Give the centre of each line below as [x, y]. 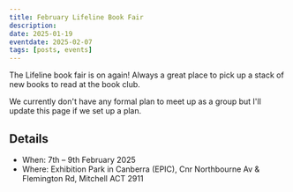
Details [29, 139]
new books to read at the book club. [75, 85]
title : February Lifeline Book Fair [76, 17]
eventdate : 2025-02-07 [51, 42]
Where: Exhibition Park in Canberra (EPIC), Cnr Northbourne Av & [141, 169]
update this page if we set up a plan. [75, 111]
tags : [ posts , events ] [51, 50]
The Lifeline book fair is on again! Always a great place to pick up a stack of [146, 75]
